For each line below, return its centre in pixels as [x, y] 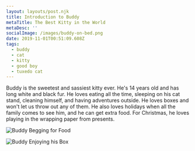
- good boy [25, 66]
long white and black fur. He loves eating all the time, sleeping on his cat [93, 94]
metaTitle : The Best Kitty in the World [56, 22]
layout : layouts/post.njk [37, 11]
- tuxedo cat [27, 71]
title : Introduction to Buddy [43, 17]
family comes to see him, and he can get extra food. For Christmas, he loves [98, 113]
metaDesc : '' [22, 28]
